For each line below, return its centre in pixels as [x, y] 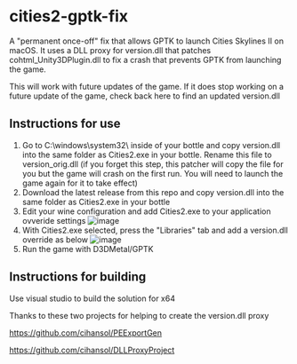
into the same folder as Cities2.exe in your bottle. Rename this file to [147, 154]
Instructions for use [65, 124]
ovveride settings [54, 220]
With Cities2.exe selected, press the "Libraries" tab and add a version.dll [155, 230]
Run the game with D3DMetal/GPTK [88, 249]
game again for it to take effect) [80, 183]
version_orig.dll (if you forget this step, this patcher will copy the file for [153, 164]
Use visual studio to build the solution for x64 [92, 298]
